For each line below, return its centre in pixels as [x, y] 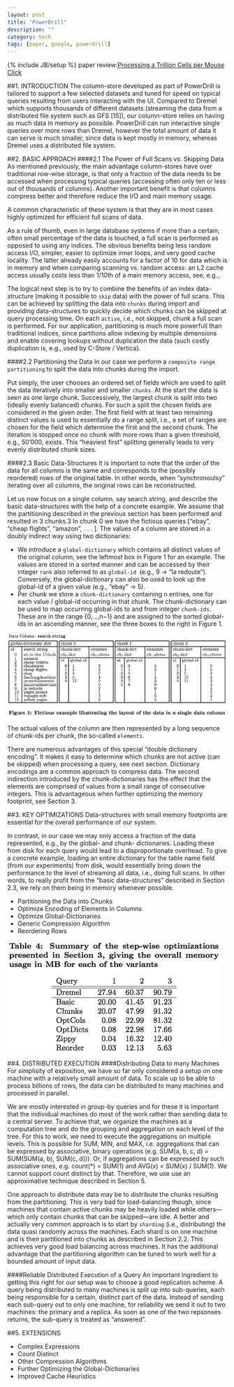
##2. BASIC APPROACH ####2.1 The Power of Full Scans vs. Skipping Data [116, 159]
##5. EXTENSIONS [34, 1332]
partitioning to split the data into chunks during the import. [94, 369]
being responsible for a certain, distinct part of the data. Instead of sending [115, 1297]
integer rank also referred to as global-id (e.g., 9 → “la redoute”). [112, 572]
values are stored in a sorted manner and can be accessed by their [114, 565]
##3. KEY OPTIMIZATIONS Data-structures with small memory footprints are [117, 814]
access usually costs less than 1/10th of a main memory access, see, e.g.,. [114, 275]
